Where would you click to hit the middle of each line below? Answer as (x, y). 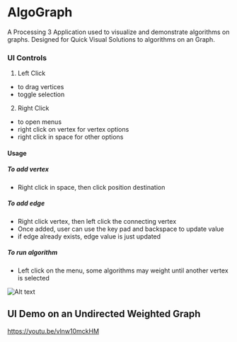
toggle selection (41, 95)
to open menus (40, 122)
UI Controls (27, 57)
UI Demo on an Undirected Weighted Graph (104, 314)
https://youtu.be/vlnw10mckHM (53, 331)
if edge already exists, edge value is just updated (89, 236)
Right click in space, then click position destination (91, 187)
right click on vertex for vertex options (73, 130)
